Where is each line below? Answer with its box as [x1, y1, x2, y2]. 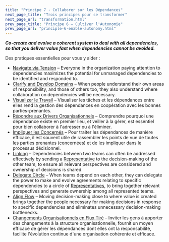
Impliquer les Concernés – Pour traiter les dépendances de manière [12, 129, 153, 135]
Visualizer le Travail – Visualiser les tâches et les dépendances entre [12, 97, 155, 103]
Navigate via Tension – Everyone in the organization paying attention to [12, 65, 160, 71]
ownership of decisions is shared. [12, 167, 83, 173]
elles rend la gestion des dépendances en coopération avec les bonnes [12, 102, 161, 108]
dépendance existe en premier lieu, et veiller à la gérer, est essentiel [12, 118, 154, 125]
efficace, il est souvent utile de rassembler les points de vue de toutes [12, 135, 158, 141]
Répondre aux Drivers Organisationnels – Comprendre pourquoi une [12, 113, 154, 119]
